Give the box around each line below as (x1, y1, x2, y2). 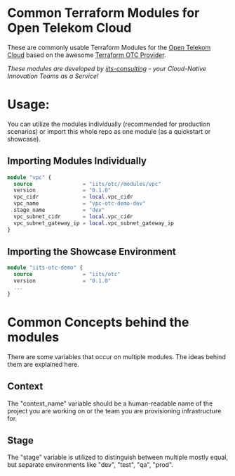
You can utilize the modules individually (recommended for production (7, 120, 210, 128)
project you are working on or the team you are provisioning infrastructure (7, 406, 222, 415)
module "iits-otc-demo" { (7, 264, 83, 272)
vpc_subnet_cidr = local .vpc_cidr (13, 213, 133, 220)
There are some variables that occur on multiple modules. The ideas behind (7, 352, 226, 361)
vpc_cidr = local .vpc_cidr (13, 194, 133, 201)
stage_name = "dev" (13, 206, 105, 214)
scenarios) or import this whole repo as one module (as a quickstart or (7, 127, 211, 135)
